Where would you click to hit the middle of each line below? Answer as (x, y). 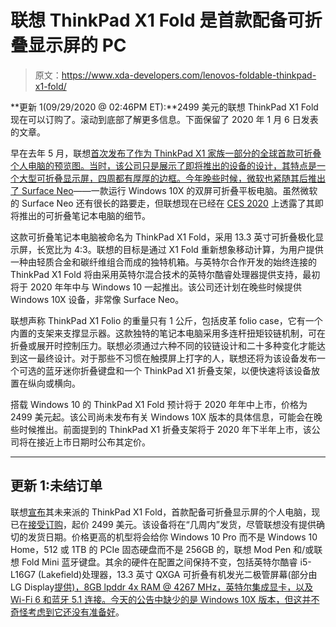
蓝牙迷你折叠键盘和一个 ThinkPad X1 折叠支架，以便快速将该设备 (178, 370)
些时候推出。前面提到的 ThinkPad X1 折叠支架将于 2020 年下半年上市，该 (161, 429)
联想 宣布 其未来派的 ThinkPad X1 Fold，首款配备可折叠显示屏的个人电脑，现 (165, 512)
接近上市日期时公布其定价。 (93, 442)
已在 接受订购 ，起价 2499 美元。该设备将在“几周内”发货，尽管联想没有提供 (163, 524)
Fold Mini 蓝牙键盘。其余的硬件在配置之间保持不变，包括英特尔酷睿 (159, 562)
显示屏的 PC (77, 45)
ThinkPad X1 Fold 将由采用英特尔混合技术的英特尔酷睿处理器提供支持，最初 (165, 274)
